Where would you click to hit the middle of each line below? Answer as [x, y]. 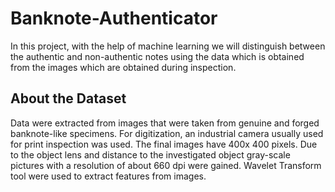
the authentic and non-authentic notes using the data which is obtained [157, 56]
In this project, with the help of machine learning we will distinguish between [168, 46]
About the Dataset [68, 98]
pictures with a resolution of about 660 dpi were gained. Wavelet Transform [166, 165]
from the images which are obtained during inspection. [123, 67]
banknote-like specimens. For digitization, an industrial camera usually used [167, 133]
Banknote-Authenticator [114, 18]
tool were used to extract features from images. [108, 176]
